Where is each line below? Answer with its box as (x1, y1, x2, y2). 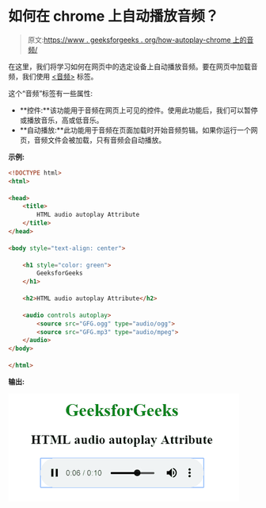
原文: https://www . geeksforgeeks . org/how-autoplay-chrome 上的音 (27, 35, 254, 44)
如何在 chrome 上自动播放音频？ (8, 7, 219, 25)
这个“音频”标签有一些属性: (8, 88, 93, 98)
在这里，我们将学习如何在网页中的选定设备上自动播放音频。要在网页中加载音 (8, 61, 258, 71)
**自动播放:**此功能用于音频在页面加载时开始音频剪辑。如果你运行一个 (19, 125, 251, 135)
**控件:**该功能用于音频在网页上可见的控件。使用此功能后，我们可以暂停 (19, 105, 258, 115)
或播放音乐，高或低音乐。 (19, 115, 104, 125)
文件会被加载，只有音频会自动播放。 (47, 135, 166, 144)
